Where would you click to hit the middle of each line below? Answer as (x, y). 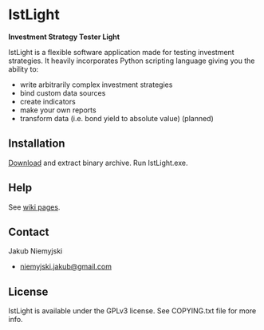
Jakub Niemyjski (35, 251)
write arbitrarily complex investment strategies (96, 84)
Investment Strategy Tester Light (64, 37)
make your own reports (58, 110)
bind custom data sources (63, 92)
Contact (29, 232)
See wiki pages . (34, 207)
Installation (37, 144)
